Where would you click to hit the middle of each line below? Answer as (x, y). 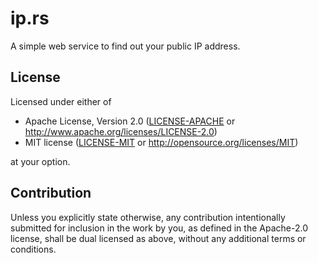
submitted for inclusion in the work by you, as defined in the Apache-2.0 (159, 228)
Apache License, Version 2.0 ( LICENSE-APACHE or (130, 121)
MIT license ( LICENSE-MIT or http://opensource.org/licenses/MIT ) (161, 142)
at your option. (40, 161)
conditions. (33, 249)
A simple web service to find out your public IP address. (125, 46)
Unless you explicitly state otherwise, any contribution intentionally (148, 217)
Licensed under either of (61, 101)
